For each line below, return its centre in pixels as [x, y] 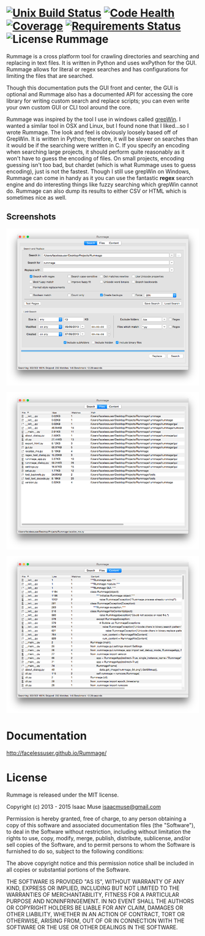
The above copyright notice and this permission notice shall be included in [100, 863]
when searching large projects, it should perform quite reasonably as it [95, 152]
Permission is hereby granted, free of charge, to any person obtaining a [96, 818]
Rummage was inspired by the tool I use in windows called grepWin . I [94, 119]
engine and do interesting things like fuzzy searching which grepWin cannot [102, 184]
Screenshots [31, 217]
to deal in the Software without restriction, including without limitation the [99, 832]
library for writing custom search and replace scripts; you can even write [98, 101]
